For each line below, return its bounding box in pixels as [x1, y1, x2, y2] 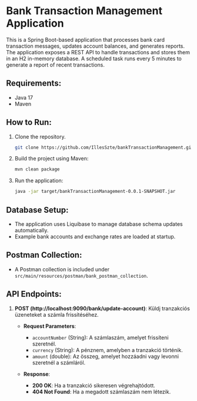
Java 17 [14, 94, 34, 101]
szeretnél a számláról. [32, 359, 86, 366]
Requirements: [6, 78, 62, 88]
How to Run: [6, 117, 52, 127]
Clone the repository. [14, 133, 66, 140]
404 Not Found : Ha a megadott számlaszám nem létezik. [32, 388, 171, 395]
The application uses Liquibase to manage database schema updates [14, 221, 183, 228]
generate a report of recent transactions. [6, 61, 105, 68]
